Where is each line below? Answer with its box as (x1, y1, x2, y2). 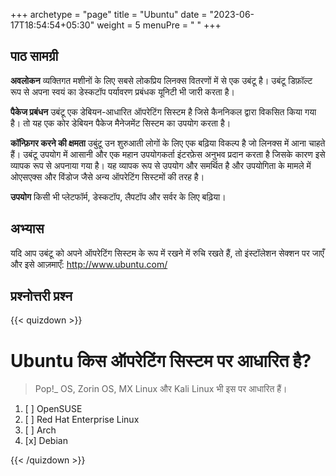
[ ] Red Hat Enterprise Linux (24, 414, 140, 426)
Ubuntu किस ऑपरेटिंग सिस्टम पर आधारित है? (10, 349, 312, 372)
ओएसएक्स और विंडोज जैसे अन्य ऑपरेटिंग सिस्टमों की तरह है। (10, 170, 205, 183)
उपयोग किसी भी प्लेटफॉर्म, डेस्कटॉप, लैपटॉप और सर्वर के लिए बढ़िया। (10, 190, 227, 203)
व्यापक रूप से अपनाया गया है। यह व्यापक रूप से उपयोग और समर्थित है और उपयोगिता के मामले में (10, 159, 312, 171)
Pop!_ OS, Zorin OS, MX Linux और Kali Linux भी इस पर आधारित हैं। (34, 383, 288, 395)
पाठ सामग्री (10, 48, 59, 65)
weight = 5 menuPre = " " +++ (96, 19, 222, 31)
